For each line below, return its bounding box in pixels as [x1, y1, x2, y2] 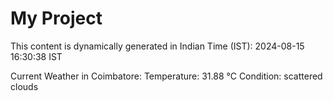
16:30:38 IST [10, 50, 63, 62]
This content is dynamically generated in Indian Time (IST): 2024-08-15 [10, 40, 305, 52]
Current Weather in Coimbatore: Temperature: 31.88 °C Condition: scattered [10, 70, 323, 82]
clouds [10, 80, 39, 92]
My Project [10, 7, 103, 30]
